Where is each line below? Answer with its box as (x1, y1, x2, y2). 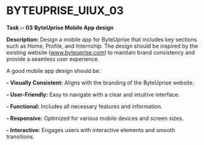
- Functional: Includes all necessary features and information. (6, 102, 162, 110)
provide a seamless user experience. (6, 55, 100, 62)
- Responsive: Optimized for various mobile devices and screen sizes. (6, 114, 184, 122)
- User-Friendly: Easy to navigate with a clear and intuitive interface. (6, 91, 180, 98)
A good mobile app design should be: (6, 67, 101, 74)
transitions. (6, 133, 35, 140)
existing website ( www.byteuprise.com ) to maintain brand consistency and (6, 48, 195, 56)
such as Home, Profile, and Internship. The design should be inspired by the (6, 42, 198, 50)
